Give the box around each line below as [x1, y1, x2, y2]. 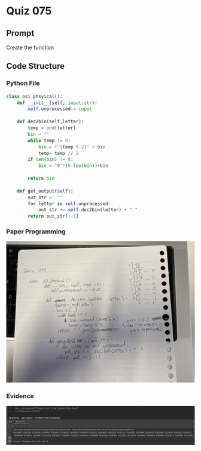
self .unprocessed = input [28, 106, 93, 112]
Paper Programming [6, 227, 66, 236]
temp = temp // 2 [38, 150, 79, 156]
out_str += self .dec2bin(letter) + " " [38, 207, 138, 213]
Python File [6, 79, 40, 87]
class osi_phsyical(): [6, 93, 63, 99]
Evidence [6, 392, 34, 400]
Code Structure [6, 61, 65, 71]
